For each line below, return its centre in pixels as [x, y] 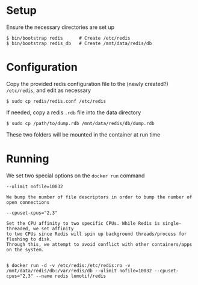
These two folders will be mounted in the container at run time [83, 134]
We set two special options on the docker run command [76, 176]
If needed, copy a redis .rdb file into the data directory [74, 112]
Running [28, 159]
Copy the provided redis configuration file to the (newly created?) [87, 84]
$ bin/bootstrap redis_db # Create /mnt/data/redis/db [79, 43]
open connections [28, 202]
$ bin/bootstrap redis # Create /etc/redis [68, 38]
